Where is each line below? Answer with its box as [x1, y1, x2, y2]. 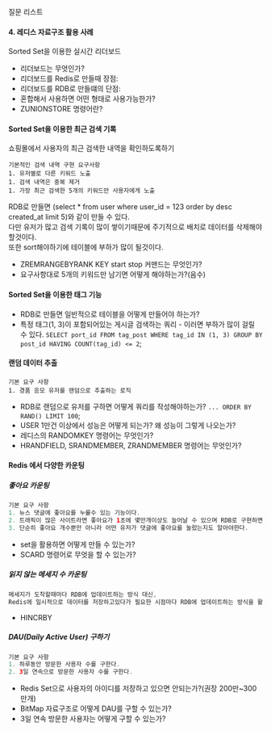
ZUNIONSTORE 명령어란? [19, 104, 103, 114]
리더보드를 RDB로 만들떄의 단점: [19, 84, 121, 94]
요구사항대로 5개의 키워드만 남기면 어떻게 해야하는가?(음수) [19, 270, 206, 279]
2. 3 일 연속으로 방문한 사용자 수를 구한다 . [8, 668, 133, 676]
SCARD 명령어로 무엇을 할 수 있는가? [19, 549, 136, 559]
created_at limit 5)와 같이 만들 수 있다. [8, 212, 131, 222]
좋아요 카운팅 [8, 481, 50, 490]
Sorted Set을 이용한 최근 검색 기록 [8, 124, 117, 133]
